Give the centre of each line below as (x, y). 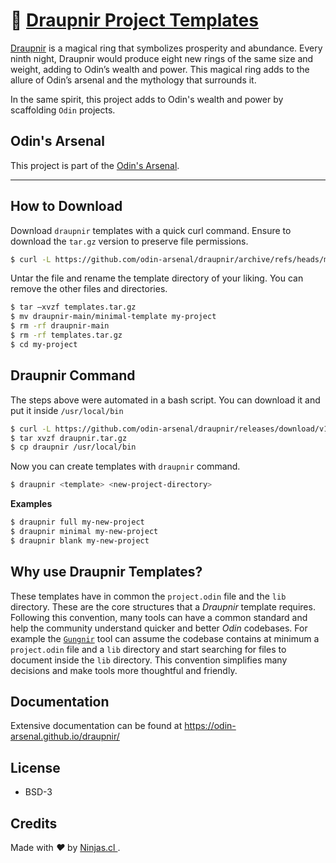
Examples (31, 504)
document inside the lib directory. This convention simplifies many (149, 660)
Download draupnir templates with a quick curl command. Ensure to (151, 230)
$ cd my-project (44, 344)
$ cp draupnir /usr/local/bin (73, 447)
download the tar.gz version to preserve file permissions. (129, 241)
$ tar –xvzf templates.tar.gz (73, 307)
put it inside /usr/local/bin (67, 410)
